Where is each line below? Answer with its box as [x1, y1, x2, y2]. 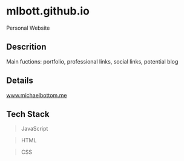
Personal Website [6, 24, 50, 31]
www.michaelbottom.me [6, 91, 67, 99]
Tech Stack [6, 109, 50, 119]
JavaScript [21, 125, 48, 133]
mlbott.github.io [6, 4, 90, 18]
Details [6, 76, 33, 86]
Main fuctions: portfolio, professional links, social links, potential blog [6, 57, 179, 65]
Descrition [6, 42, 47, 52]
